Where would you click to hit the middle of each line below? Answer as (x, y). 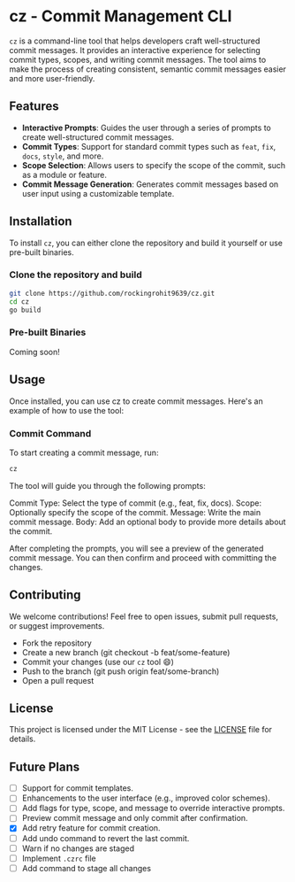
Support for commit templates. (78, 788)
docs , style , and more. (63, 156)
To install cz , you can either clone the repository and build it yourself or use (146, 243)
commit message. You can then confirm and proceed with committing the (143, 557)
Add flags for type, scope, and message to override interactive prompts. (153, 808)
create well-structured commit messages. (98, 137)
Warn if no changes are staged (78, 848)
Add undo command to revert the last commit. (106, 838)
